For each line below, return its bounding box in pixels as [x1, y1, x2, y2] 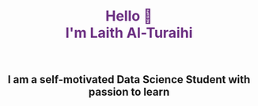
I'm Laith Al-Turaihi [65, 24, 193, 42]
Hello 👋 [105, 7, 153, 25]
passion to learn [88, 85, 170, 99]
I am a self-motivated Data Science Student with [7, 73, 251, 86]
